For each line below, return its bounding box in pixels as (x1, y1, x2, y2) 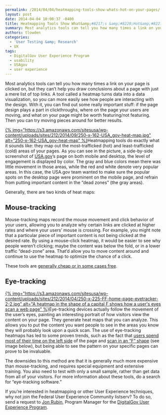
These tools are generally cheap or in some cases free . (5, 263, 118, 269)
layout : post (5, 12, 32, 17)
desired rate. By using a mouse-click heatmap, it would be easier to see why (5, 237, 161, 243)
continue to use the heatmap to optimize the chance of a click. (5, 253, 132, 259)
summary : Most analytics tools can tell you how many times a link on (5, 26, 154, 31)
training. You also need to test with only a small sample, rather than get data (5, 368, 160, 374)
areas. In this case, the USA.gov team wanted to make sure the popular (5, 169, 150, 175)
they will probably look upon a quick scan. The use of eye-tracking (5, 327, 141, 333)
